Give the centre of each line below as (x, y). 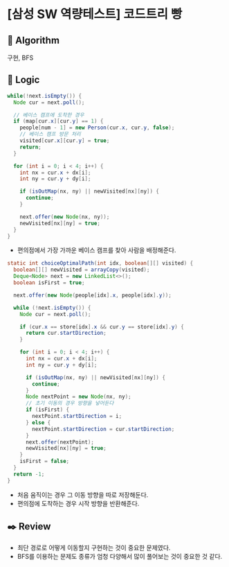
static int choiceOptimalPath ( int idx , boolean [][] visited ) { (100, 263)
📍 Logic (24, 80)
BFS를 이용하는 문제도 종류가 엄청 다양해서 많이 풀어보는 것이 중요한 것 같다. (120, 556)
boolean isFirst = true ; (49, 283)
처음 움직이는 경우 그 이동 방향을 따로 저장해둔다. (83, 495)
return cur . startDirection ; (66, 333)
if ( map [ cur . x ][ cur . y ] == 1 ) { (58, 121)
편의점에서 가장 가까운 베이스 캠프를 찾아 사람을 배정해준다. (97, 250)
